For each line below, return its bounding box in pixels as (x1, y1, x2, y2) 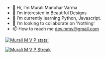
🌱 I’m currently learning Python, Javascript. (12, 15, 102, 21)
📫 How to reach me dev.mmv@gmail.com (12, 26, 99, 31)
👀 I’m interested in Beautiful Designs (12, 10, 87, 16)
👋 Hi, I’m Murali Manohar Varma (12, 5, 78, 10)
